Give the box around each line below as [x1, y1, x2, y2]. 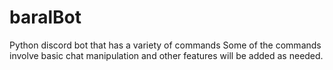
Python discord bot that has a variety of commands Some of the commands [9, 39, 322, 51]
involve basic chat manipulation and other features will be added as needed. [9, 49, 324, 61]
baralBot [9, 6, 82, 29]
